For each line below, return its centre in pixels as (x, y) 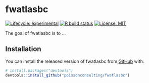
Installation (23, 49)
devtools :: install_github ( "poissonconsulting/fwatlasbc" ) (67, 75)
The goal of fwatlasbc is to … (36, 33)
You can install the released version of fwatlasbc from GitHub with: (75, 61)
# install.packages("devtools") (39, 70)
